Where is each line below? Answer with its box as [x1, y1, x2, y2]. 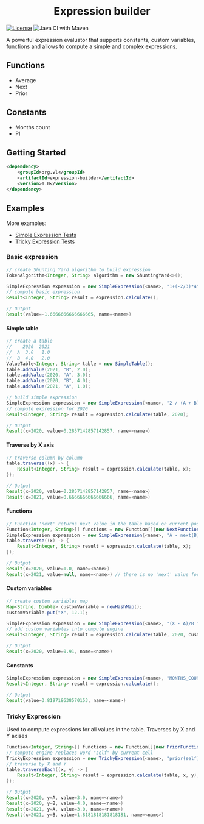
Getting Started [6, 147, 66, 158]
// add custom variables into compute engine [6, 626, 123, 632]
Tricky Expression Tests [15, 238, 75, 245]
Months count [15, 123, 50, 130]
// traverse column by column [6, 455, 83, 461]
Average [15, 76, 36, 83]
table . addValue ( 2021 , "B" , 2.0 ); [6, 366, 91, 372]
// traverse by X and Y [6, 761, 67, 767]
